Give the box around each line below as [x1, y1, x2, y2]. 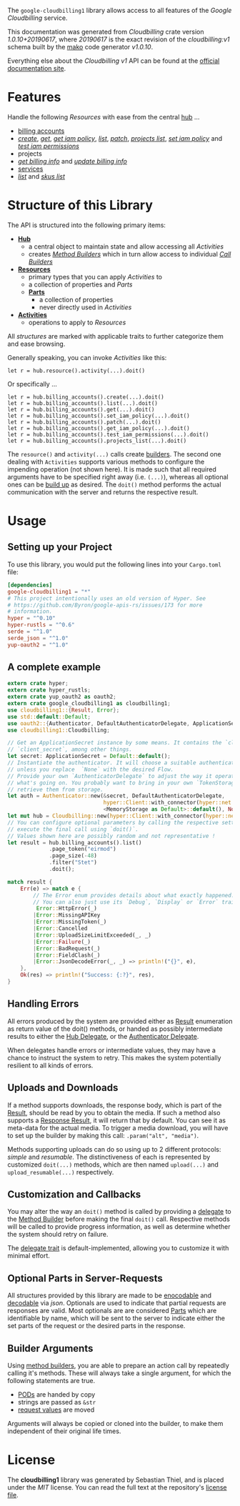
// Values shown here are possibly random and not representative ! [7, 832, 216, 839]
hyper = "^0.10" [7, 614, 56, 622]
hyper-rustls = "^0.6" [7, 622, 75, 629]
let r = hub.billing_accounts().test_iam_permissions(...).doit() [7, 431, 209, 438]
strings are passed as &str [17, 1398, 96, 1406]
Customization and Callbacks [7, 1188, 141, 1200]
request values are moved [17, 1405, 95, 1414]
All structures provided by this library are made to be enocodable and [7, 1291, 212, 1300]
